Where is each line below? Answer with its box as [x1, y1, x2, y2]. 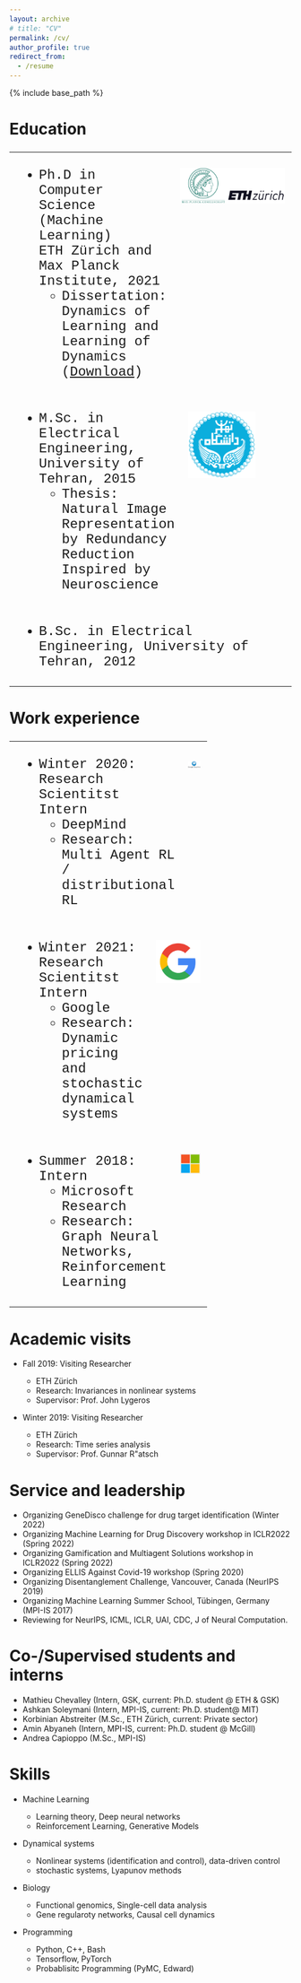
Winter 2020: [39, 756, 136, 773]
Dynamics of [61, 303, 151, 320]
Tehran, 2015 [39, 471, 136, 488]
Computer [39, 182, 105, 199]
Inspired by [61, 561, 151, 578]
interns [9, 1665, 64, 1685]
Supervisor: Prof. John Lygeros [35, 1395, 150, 1405]
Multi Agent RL [61, 848, 176, 864]
